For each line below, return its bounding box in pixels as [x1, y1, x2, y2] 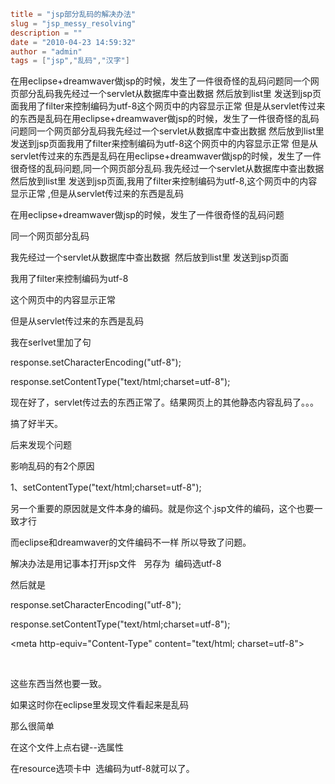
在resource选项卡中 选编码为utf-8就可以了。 [10, 763, 195, 775]
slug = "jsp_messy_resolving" [10, 18, 137, 29]
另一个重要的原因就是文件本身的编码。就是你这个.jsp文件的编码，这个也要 [10, 503, 315, 515]
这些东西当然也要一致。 [10, 678, 107, 690]
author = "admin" [10, 46, 83, 57]
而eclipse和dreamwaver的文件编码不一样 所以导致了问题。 [10, 536, 252, 549]
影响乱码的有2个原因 [10, 460, 95, 472]
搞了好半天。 [10, 418, 63, 430]
